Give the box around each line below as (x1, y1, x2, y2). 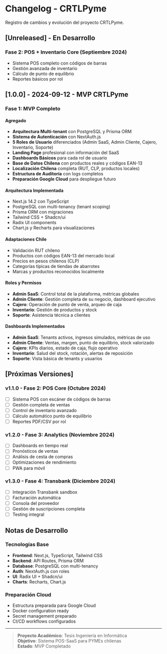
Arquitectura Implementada (5, 187, 64, 193)
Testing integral (12, 511, 45, 517)
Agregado (5, 117, 26, 123)
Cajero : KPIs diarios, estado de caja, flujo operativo (12, 345, 118, 351)
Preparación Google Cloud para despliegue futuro (12, 176, 116, 182)
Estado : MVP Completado (17, 643, 71, 649)
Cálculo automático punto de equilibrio (12, 413, 92, 419)
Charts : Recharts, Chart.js (12, 578, 66, 584)
